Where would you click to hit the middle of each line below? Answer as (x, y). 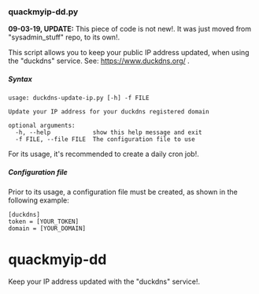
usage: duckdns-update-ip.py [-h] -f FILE (79, 98)
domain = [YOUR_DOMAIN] (47, 229)
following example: (39, 200)
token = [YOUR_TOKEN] (44, 222)
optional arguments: (42, 126)
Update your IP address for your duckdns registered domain (109, 112)
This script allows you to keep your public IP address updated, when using (129, 53)
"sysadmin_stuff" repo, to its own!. (64, 37)
